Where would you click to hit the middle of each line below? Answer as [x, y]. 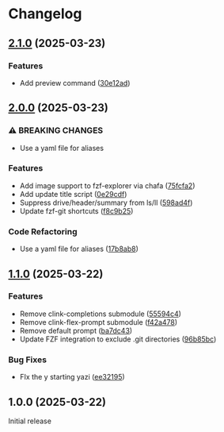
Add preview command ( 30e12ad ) [75, 83]
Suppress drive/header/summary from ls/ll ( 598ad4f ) [106, 202]
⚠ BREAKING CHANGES [56, 130]
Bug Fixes [28, 360]
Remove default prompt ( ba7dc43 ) [76, 330]
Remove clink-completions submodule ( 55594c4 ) [101, 314]
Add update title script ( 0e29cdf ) [73, 194]
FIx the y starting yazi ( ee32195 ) [72, 377]
